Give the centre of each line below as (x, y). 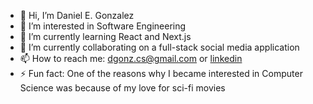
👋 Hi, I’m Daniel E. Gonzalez (77, 15)
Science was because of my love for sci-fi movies (122, 88)
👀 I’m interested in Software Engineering (103, 26)
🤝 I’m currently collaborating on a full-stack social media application (159, 47)
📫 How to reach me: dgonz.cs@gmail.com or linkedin (131, 58)
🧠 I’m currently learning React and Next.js (105, 36)
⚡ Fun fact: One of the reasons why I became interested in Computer (161, 73)
